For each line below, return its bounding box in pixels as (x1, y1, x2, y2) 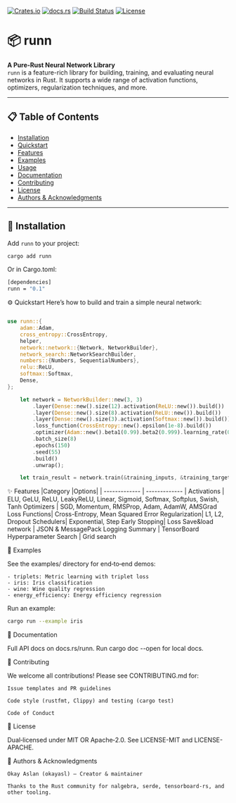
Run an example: (7, 604, 56, 613)
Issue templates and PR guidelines (7, 685, 112, 692)
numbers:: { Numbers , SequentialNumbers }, (20, 357, 140, 364)
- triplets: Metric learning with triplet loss (7, 573, 150, 580)
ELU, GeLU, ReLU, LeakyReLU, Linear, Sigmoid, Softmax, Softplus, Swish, (7, 495, 219, 504)
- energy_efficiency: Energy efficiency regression (7, 592, 162, 599)
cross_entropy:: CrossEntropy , (20, 331, 109, 338)
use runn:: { (7, 318, 42, 325)
